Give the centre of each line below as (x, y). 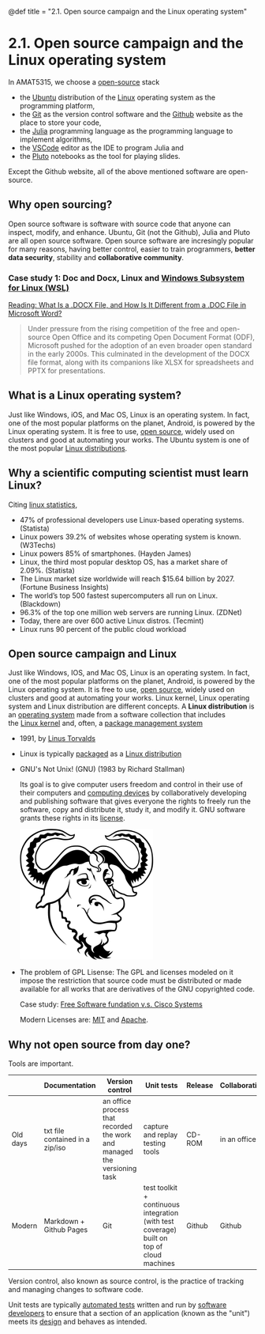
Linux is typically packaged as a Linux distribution (101, 754)
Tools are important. (41, 1064)
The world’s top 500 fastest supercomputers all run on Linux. (119, 595)
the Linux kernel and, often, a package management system (106, 724)
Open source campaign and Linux (93, 654)
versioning (119, 1169)
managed (118, 1152)
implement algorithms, (56, 139)
